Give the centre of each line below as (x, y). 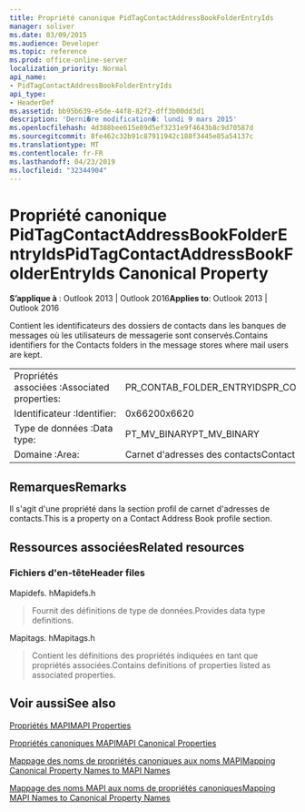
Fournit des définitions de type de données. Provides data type (148, 610)
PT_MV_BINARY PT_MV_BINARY (192, 434)
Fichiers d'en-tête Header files (77, 573)
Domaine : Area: (47, 454)
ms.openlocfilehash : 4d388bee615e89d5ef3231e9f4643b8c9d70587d (132, 128)
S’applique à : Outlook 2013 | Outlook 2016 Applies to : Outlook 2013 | (138, 299)
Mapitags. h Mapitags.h (52, 637)
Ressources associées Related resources (127, 547)
